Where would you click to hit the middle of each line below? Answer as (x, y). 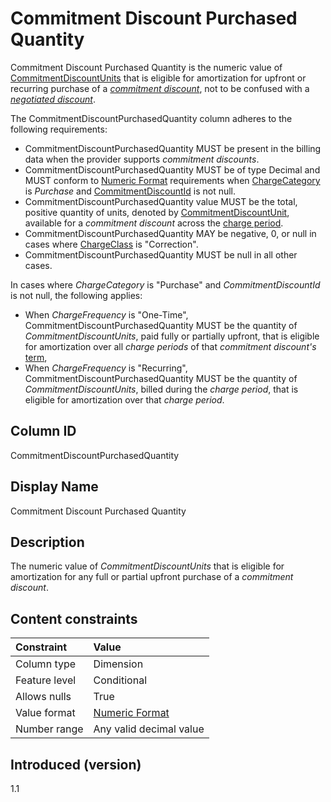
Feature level (46, 680)
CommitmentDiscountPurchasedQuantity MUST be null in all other (161, 254)
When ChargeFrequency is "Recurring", (106, 368)
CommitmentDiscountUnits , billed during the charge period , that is (161, 389)
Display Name (54, 487)
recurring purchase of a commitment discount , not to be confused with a (160, 88)
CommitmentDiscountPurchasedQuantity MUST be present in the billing (173, 148)
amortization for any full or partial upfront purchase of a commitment (152, 577)
